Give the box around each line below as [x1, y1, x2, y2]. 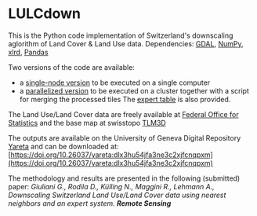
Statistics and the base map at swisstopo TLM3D [8, 118, 166, 127]
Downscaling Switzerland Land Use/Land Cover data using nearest [8, 190, 226, 200]
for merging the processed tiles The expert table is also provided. [19, 94, 231, 104]
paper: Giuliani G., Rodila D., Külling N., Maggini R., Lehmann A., [8, 181, 215, 191]
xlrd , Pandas [8, 47, 49, 57]
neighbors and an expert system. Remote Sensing [8, 198, 172, 208]
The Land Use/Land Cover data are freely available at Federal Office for [8, 109, 239, 119]
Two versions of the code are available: [8, 62, 136, 71]
